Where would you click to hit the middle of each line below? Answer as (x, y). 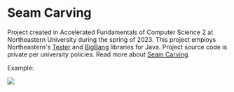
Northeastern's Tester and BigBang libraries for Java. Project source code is (117, 47)
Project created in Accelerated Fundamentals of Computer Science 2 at (110, 32)
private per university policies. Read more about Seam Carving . (99, 54)
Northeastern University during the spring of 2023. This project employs (112, 39)
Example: (21, 68)
